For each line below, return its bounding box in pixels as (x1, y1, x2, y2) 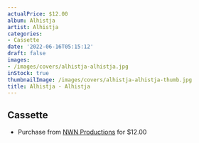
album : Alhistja (7, 17, 55, 24)
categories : (7, 30, 43, 38)
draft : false (7, 50, 46, 57)
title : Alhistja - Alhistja (7, 83, 91, 90)
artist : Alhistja (7, 23, 59, 30)
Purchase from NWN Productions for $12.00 (17, 128, 147, 137)
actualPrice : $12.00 (7, 10, 69, 18)
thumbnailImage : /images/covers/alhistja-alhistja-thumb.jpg (7, 76, 193, 84)
